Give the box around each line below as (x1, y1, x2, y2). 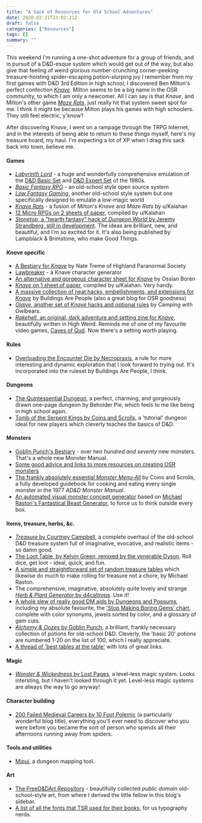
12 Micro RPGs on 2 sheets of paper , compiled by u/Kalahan (15, 209, 165, 216)
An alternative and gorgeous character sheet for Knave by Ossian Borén (15, 275, 196, 282)
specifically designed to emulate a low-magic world (15, 196, 144, 203)
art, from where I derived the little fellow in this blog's (47, 791, 181, 799)
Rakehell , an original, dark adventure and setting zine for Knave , (15, 314, 176, 321)
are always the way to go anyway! (15, 683, 100, 691)
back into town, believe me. (6, 143, 75, 150)
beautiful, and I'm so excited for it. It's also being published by (15, 228, 171, 236)
